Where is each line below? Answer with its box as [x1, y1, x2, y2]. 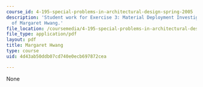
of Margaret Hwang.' [11, 20, 63, 26]
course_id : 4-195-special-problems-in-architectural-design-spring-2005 [6, 8, 193, 15]
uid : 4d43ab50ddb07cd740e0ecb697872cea [6, 53, 107, 59]
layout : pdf [6, 37, 36, 43]
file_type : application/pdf [6, 31, 77, 37]
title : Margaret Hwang [6, 43, 63, 49]
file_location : [6, 25, 45, 32]
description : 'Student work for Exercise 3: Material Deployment [6, 14, 174, 20]
